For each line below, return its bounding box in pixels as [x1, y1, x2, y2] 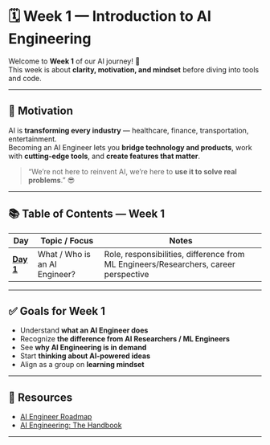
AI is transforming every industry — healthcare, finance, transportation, [8, 125, 249, 135]
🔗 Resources [8, 390, 73, 404]
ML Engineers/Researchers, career [104, 259, 235, 270]
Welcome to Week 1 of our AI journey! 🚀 [8, 56, 141, 66]
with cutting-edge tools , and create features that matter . [8, 151, 201, 161]
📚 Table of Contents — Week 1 [8, 207, 166, 221]
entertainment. [8, 134, 58, 144]
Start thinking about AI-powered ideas [19, 351, 151, 361]
